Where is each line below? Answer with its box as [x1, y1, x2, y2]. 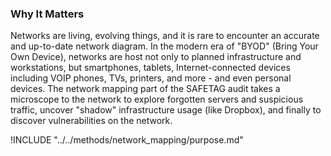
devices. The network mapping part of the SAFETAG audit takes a [10, 83, 281, 95]
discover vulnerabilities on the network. [10, 115, 173, 127]
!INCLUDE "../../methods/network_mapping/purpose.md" [10, 134, 244, 146]
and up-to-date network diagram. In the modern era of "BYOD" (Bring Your [10, 40, 319, 52]
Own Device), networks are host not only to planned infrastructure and [10, 51, 302, 63]
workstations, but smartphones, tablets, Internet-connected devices [10, 62, 291, 74]
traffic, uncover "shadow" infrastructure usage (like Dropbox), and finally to [10, 104, 322, 116]
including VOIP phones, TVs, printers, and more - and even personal [10, 72, 292, 84]
